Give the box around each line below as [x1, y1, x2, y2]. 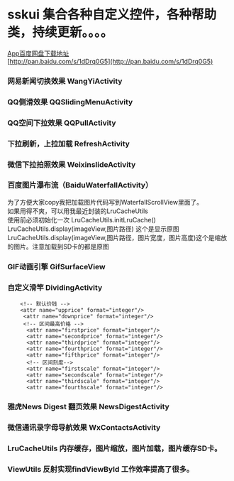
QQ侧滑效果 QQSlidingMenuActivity [7, 97, 133, 107]
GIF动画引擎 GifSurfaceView [7, 261, 106, 271]
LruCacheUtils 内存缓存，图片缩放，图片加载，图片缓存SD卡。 [7, 443, 222, 453]
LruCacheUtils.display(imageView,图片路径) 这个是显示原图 [7, 225, 179, 233]
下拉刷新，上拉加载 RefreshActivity [7, 139, 130, 148]
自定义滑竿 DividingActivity [7, 282, 103, 292]
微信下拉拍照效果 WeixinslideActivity [7, 159, 136, 169]
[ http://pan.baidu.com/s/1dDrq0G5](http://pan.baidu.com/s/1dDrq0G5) [7, 57, 213, 65]
